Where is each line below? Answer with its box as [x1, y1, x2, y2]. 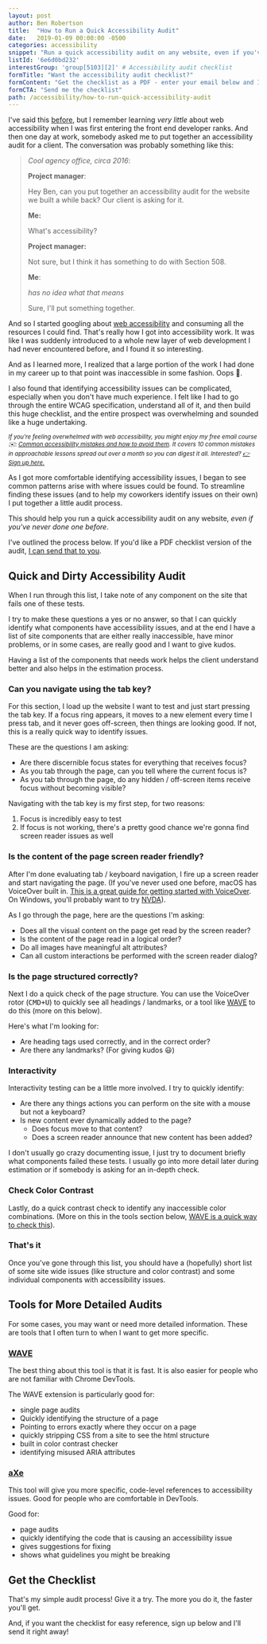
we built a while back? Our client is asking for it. [27, 195, 184, 205]
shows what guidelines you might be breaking [19, 1550, 171, 1559]
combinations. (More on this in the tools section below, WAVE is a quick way [8, 1211, 257, 1221]
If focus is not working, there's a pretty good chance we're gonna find [19, 823, 250, 832]
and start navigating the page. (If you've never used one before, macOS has [8, 878, 257, 887]
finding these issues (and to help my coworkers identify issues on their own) [8, 490, 258, 499]
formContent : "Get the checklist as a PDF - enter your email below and [8, 78, 254, 86]
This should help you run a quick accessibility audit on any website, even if [8, 513, 253, 523]
